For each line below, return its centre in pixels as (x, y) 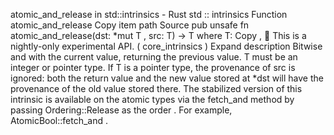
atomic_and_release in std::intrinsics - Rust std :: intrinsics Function (149, 14)
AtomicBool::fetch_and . (59, 120)
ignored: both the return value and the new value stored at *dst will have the (167, 78)
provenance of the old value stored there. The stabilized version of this (156, 88)
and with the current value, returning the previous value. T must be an (154, 57)
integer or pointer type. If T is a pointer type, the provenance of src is (153, 67)
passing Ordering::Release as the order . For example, (121, 110)
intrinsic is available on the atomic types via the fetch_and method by (152, 99)
